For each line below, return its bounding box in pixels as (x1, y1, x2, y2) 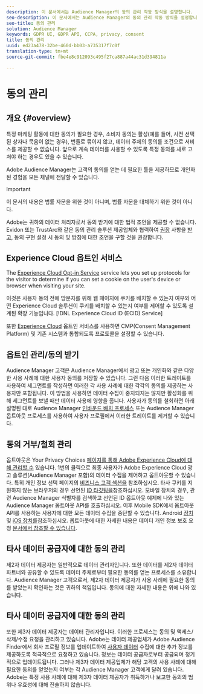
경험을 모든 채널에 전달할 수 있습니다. (12, 173, 100, 180)
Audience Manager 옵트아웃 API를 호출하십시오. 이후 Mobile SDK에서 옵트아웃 (6, 502, 195, 509)
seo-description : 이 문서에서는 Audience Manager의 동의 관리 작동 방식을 (6, 15, 178, 21)
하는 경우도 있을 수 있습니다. (17, 152, 84, 160)
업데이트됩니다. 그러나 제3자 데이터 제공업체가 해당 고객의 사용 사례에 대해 (22, 658, 196, 666)
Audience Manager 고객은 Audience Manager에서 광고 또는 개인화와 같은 (6, 367, 183, 374)
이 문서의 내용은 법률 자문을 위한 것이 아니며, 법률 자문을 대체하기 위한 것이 (6, 198, 182, 205)
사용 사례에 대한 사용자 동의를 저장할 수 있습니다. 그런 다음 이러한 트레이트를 (12, 375, 192, 382)
